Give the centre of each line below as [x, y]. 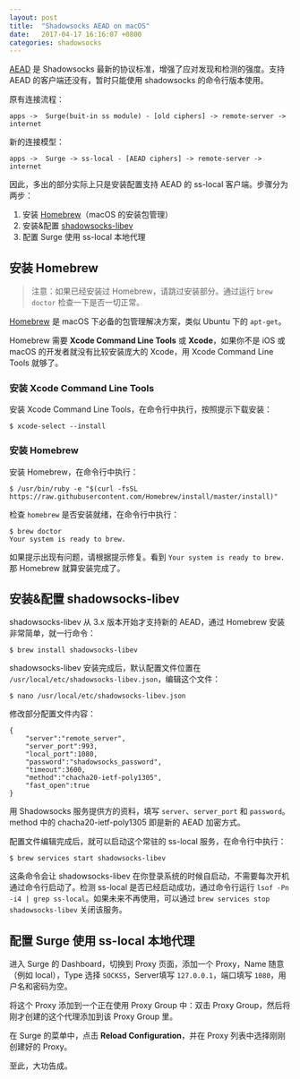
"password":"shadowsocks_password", [94, 762]
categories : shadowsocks [56, 43]
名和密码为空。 [44, 987]
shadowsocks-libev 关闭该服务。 [68, 910]
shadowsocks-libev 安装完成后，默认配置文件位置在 [105, 668]
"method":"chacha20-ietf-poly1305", [94, 778]
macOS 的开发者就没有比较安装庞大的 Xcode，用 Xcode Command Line [141, 352]
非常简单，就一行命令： [52, 633]
